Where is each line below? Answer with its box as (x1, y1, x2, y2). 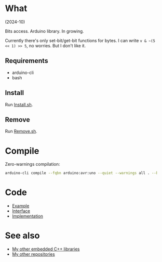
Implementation (12, 213, 43, 219)
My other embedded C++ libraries (12, 246, 80, 252)
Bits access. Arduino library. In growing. (5, 28, 84, 34)
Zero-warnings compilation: (5, 161, 60, 167)
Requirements (5, 57, 48, 65)
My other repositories (12, 251, 55, 257)
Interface (12, 208, 30, 214)
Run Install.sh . (5, 102, 33, 107)
